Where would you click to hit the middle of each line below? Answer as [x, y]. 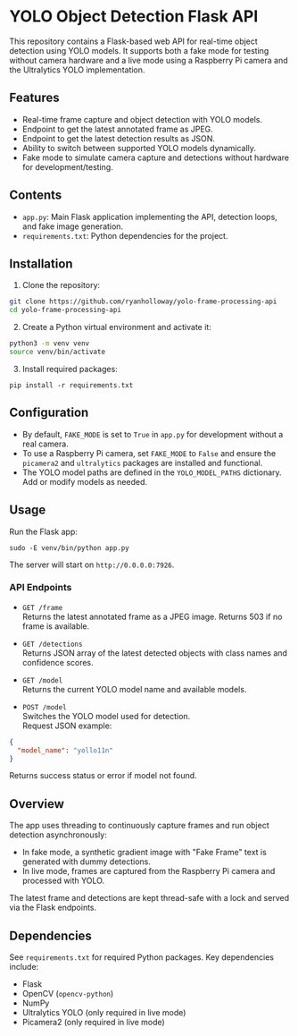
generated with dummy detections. [87, 862]
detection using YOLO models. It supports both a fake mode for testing [139, 50]
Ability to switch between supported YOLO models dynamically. [139, 148]
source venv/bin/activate [57, 352]
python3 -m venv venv [50, 344]
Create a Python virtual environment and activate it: [116, 327]
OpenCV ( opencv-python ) [68, 994]
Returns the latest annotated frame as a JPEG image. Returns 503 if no [152, 616]
